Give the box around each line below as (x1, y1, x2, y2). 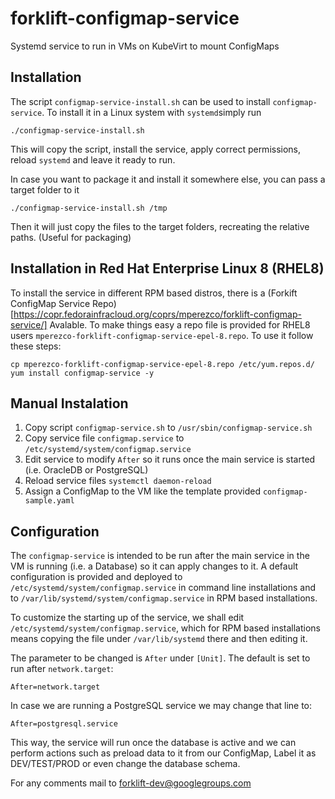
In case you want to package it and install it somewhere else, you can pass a (10, 173, 326, 185)
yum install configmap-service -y (10, 368, 155, 378)
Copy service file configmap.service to (24, 432, 185, 444)
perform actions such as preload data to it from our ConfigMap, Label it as (10, 747, 317, 759)
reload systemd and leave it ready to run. (10, 153, 176, 166)
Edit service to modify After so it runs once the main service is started (24, 453, 316, 466)
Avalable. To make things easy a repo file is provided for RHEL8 (49, 318, 311, 331)
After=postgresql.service (10, 719, 118, 729)
